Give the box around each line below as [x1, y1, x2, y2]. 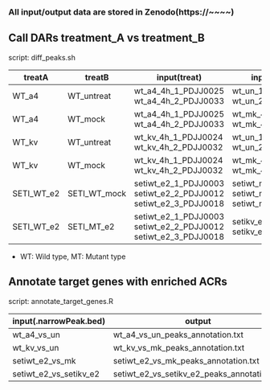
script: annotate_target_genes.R [8, 296, 114, 306]
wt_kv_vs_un [12, 342, 59, 353]
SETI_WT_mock [67, 187, 127, 199]
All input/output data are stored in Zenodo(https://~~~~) [8, 6, 235, 18]
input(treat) [156, 72, 202, 83]
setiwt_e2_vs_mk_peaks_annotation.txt [112, 355, 260, 366]
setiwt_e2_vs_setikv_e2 [12, 368, 100, 380]
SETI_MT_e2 [67, 220, 115, 232]
